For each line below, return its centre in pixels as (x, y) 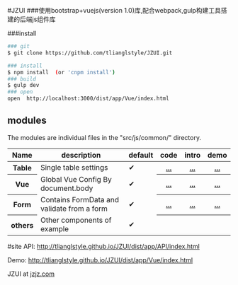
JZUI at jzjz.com (31, 274)
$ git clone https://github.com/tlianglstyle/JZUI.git (90, 53)
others (22, 225)
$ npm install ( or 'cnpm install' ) (61, 72)
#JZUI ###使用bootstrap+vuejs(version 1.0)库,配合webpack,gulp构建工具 (114, 10)
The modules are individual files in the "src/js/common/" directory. (104, 137)
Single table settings (74, 168)
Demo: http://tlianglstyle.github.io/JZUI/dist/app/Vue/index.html (100, 260)
